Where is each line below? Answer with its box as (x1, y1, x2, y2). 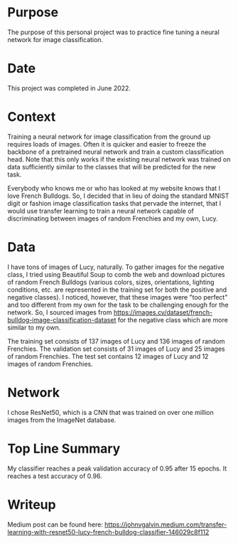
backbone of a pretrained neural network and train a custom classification (7, 147, 224, 156)
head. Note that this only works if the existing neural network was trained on (7, 154, 231, 164)
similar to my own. (7, 323, 61, 332)
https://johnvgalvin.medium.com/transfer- (104, 520, 227, 529)
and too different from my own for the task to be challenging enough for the (7, 300, 229, 309)
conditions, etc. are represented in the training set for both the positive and (7, 285, 227, 294)
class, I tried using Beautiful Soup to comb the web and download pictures (7, 270, 225, 278)
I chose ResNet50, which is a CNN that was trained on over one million (7, 408, 215, 416)
